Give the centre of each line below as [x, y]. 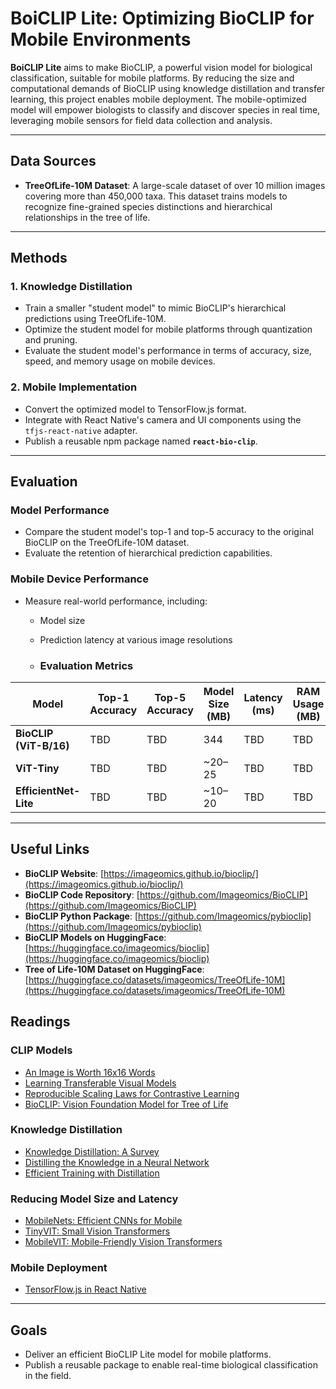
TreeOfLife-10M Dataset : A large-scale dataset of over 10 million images [175, 185]
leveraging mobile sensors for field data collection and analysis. [141, 120]
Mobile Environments [101, 39]
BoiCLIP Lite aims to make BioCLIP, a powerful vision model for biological [161, 67]
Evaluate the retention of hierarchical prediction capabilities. [148, 553]
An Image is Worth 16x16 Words [90, 1072]
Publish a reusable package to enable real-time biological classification [171, 1365]
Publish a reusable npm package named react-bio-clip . [141, 441]
